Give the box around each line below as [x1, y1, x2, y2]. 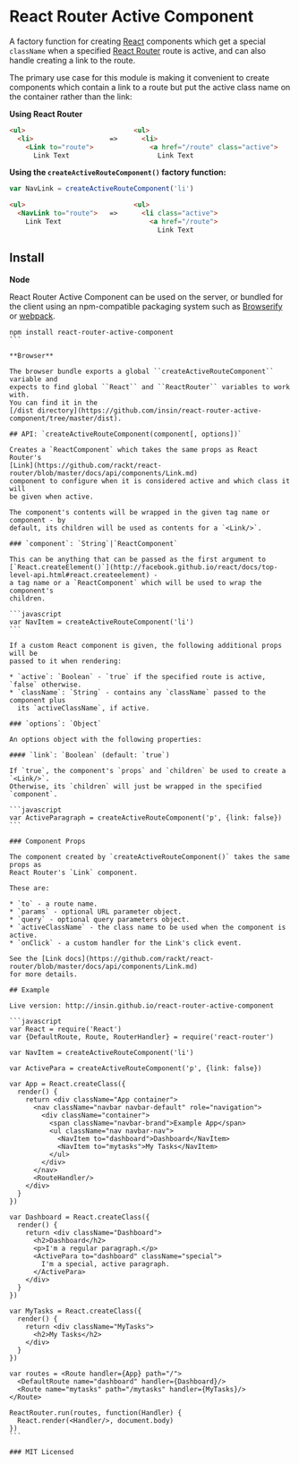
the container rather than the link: [9, 91, 132, 102]
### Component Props [9, 837, 87, 846]
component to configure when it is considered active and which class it [9, 476, 291, 485]
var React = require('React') [9, 1025, 123, 1034]
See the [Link [9, 954, 63, 963]
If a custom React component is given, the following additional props [9, 641, 282, 650]
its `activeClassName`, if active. [17, 703, 150, 712]
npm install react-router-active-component [9, 328, 175, 336]
